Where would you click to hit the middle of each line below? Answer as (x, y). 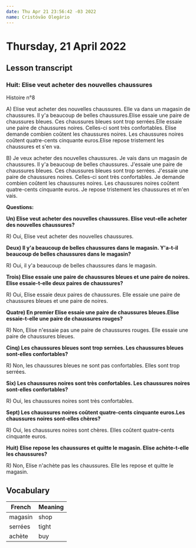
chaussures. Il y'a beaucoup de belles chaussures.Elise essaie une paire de (98, 115)
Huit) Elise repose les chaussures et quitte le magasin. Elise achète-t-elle (97, 448)
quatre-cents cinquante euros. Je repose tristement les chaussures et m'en (98, 190)
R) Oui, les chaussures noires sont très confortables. (70, 401)
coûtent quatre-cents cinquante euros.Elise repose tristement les (85, 141)
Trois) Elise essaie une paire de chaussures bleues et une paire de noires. (98, 277)
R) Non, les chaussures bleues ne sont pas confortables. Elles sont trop (93, 366)
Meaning (51, 507)
